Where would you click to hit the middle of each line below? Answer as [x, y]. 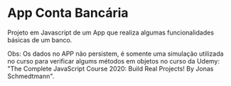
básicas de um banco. [40, 39]
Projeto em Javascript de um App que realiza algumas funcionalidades [111, 32]
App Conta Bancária [68, 13]
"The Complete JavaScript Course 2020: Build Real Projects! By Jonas [111, 68]
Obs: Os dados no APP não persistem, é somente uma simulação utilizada [116, 54]
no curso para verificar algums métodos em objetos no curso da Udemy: [114, 61]
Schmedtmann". [31, 76]
